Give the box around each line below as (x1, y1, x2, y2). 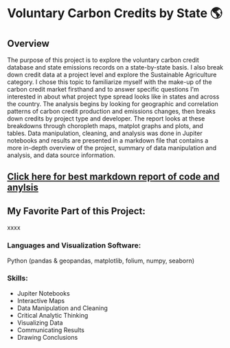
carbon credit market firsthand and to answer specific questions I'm (7, 85, 199, 93)
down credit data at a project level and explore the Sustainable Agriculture (7, 70, 217, 79)
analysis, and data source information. (7, 151, 115, 159)
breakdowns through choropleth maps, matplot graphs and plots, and (7, 122, 204, 130)
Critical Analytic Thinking (16, 311, 89, 319)
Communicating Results (16, 325, 84, 334)
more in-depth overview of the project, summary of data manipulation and (7, 144, 217, 152)
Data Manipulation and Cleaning (16, 304, 108, 312)
